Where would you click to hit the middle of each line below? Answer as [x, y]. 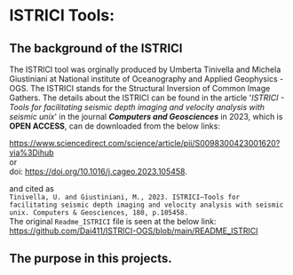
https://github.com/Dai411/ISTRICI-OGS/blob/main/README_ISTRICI [134, 231]
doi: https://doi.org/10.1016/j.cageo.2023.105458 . [99, 171]
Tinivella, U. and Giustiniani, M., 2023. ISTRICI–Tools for [125, 197]
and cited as [32, 189]
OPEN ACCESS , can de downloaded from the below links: [115, 126]
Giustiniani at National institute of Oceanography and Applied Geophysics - [146, 79]
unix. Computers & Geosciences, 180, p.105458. [99, 213]
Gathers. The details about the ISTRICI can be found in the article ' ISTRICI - [147, 98]
